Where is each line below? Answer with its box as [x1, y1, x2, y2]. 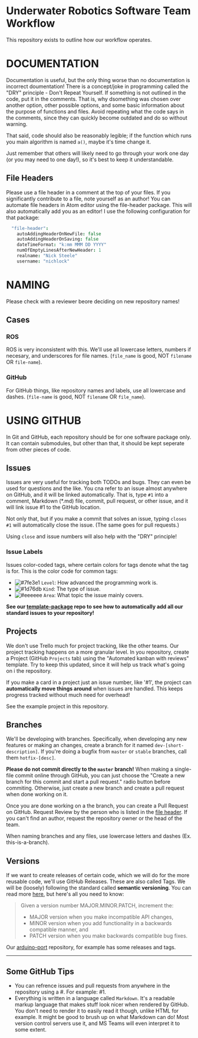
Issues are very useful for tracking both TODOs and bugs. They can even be [6, 479, 192, 486]
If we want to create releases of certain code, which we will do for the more [6, 872, 190, 879]
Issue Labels [6, 548, 43, 556]
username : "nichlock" [16, 258, 70, 264]
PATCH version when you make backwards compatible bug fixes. [29, 932, 188, 939]
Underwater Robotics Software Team [6, 4, 191, 18]
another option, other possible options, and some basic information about [6, 102, 184, 109]
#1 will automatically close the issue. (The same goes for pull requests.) [6, 521, 180, 528]
